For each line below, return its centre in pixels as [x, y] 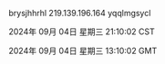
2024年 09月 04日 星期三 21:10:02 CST [82, 32]
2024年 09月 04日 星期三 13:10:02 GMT [83, 50]
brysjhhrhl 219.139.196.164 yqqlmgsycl [80, 13]
